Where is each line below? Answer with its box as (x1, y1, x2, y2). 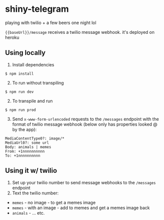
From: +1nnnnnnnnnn (5, 149, 45, 154)
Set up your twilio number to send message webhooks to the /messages (12, 179, 156, 185)
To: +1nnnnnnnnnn (5, 153, 41, 158)
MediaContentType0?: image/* (5, 136, 65, 141)
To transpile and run (12, 98, 53, 104)
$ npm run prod (5, 107, 36, 112)
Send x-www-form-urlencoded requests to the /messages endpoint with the (12, 116, 159, 122)
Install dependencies (12, 61, 55, 67)
